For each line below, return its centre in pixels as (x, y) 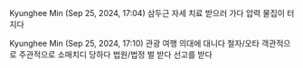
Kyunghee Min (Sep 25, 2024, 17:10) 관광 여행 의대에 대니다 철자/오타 (134, 43)
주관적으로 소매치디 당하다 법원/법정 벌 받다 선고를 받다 (115, 55)
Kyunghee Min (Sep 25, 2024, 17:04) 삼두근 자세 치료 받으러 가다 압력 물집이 (147, 13)
